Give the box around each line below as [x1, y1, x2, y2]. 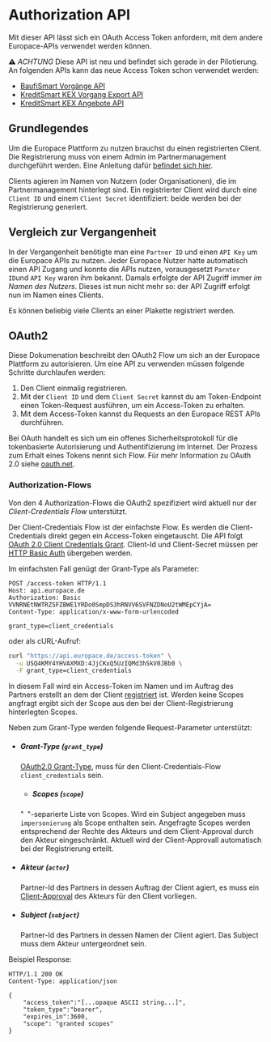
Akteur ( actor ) [19, 862, 70, 872]
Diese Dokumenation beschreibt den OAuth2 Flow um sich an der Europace [8, 351, 260, 360]
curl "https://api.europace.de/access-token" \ [8, 652, 172, 660]
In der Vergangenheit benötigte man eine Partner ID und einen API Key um [8, 247, 258, 257]
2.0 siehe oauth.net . [8, 459, 75, 469]
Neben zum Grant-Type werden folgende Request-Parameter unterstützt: [8, 723, 252, 733]
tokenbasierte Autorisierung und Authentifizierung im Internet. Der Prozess [8, 442, 258, 452]
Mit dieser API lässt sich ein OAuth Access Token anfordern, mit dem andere [8, 32, 263, 42]
